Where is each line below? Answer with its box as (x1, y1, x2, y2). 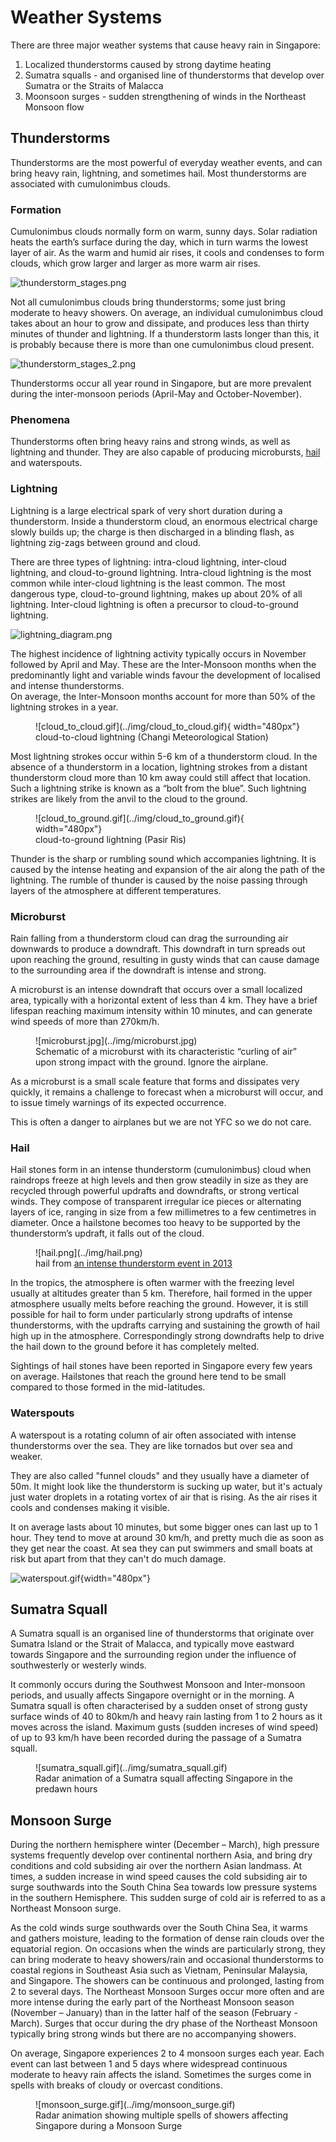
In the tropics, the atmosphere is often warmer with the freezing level (10, 1277, 295, 1289)
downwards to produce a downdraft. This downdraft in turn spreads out (10, 942, 306, 955)
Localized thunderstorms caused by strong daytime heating (24, 58, 272, 70)
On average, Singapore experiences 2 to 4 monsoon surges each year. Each (10, 2047, 325, 2060)
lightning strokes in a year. (10, 701, 119, 713)
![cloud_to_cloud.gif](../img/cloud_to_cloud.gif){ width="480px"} (35, 720, 301, 732)
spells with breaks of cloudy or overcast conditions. (10, 2079, 223, 2091)
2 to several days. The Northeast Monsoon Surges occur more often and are (10, 1986, 325, 1998)
